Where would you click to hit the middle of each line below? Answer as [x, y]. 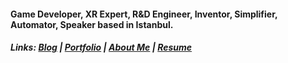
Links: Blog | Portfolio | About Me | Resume [101, 47]
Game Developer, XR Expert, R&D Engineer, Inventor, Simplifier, [144, 14]
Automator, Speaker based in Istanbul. [92, 24]
